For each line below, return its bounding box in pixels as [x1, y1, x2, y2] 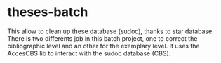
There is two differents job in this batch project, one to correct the [7, 34, 198, 42]
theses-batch [7, 4, 88, 20]
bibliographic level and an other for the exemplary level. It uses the [7, 42, 200, 50]
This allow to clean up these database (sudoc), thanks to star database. [7, 27, 214, 35]
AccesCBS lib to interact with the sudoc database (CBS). [7, 49, 171, 57]
